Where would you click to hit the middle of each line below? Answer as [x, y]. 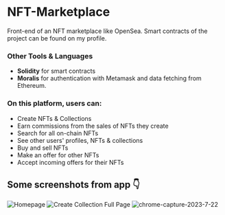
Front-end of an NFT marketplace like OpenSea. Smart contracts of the [107, 31]
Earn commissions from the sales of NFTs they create [93, 126]
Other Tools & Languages [50, 56]
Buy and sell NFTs [43, 148]
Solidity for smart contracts [56, 71]
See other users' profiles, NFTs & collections [80, 140]
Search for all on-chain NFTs [58, 133]
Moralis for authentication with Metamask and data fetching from [109, 78]
